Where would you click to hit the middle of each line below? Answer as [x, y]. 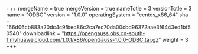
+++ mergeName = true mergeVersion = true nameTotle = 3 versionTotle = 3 [99, 9]
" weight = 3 [173, 40]
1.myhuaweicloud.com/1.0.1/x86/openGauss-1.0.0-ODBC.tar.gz [82, 40]
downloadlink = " [43, 33]
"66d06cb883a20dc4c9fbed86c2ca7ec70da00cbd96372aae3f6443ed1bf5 [98, 27]
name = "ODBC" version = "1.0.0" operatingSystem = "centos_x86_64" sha [97, 15]
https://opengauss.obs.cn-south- [105, 33]
